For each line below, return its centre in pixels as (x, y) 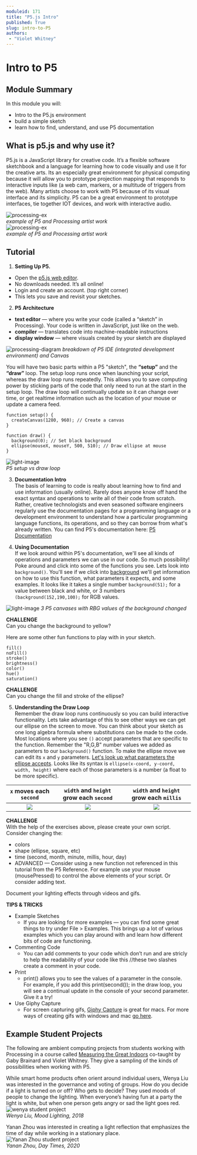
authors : (17, 33)
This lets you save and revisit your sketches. (68, 296)
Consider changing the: (34, 833)
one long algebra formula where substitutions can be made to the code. (101, 732)
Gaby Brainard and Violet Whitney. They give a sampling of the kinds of (92, 1061)
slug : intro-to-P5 (28, 28)
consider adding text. (40, 882)
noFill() (17, 653)
